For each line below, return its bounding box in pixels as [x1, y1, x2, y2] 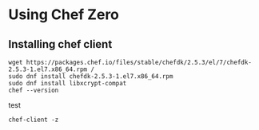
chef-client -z [8, 116, 59, 124]
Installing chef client [8, 37, 113, 51]
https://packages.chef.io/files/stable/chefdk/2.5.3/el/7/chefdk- [26, 58, 252, 66]
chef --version [8, 86, 59, 94]
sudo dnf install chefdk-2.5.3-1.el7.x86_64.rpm [8, 73, 173, 81]
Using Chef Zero [8, 6, 120, 24]
